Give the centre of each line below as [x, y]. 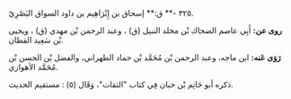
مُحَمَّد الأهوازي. [34, 67]
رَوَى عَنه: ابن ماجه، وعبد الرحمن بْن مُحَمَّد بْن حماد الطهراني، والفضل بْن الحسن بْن [145, 57]
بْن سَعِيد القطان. [36, 40]
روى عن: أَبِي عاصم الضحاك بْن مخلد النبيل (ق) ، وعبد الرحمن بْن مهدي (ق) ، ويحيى [145, 30]
